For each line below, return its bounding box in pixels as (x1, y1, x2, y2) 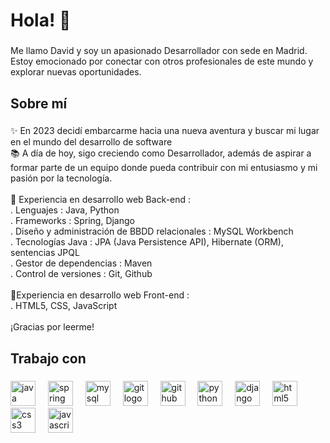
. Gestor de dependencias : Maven (10, 257, 153, 269)
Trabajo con (10, 350, 87, 367)
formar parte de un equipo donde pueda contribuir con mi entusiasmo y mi (10, 162, 318, 174)
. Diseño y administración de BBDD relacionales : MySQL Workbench (10, 225, 294, 238)
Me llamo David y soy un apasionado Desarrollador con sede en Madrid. (10, 45, 308, 57)
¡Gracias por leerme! (10, 321, 95, 333)
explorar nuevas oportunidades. (10, 66, 142, 78)
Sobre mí (10, 95, 68, 112)
